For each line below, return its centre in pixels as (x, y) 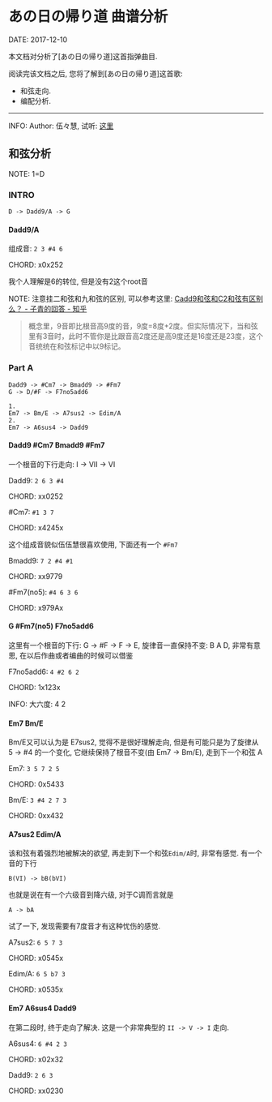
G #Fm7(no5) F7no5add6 (51, 626)
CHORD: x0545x (36, 958)
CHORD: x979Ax (36, 607)
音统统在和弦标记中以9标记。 (76, 346)
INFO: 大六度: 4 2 (37, 704)
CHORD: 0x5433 (36, 784)
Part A (21, 368)
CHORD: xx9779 (36, 576)
